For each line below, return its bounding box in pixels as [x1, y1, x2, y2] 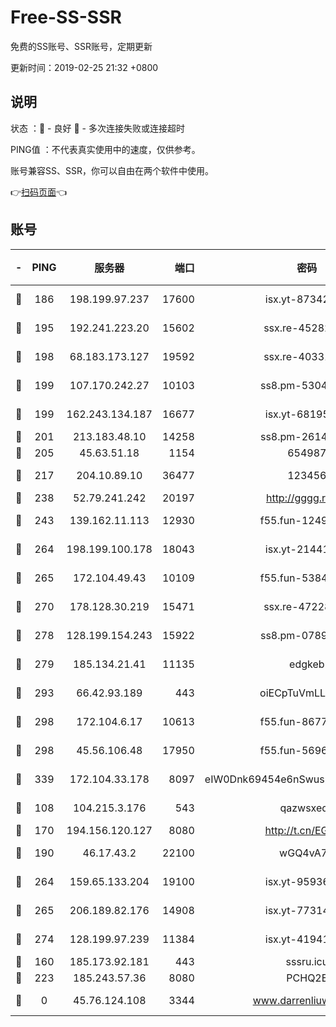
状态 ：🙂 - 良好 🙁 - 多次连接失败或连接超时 [10, 122, 185, 134]
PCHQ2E [286, 971, 328, 985]
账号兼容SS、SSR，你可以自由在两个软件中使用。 [10, 164, 214, 176]
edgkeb [289, 657, 325, 671]
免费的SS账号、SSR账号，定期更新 [10, 40, 153, 52]
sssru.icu [285, 954, 329, 968]
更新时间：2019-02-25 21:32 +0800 [10, 61, 159, 73]
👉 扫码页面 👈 [10, 186, 68, 198]
